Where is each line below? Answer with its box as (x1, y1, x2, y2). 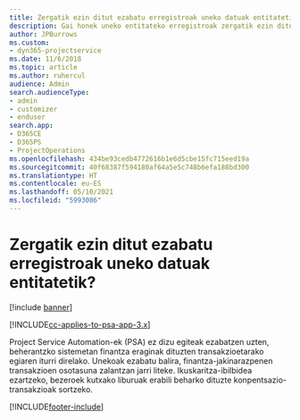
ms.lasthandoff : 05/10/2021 (9, 188, 114, 197)
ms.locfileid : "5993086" (9, 196, 102, 206)
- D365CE (9, 130, 42, 139)
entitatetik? (9, 273, 96, 293)
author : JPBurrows (9, 29, 78, 38)
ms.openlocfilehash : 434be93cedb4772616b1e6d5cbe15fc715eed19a (9, 154, 250, 164)
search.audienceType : (9, 88, 90, 97)
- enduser (9, 113, 46, 122)
